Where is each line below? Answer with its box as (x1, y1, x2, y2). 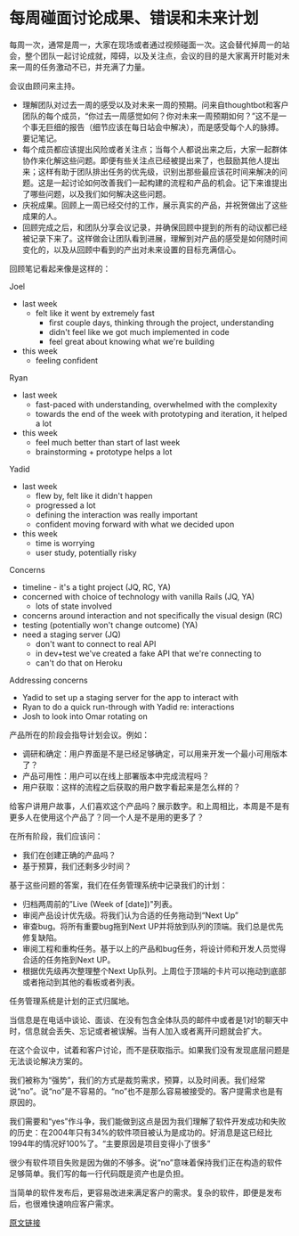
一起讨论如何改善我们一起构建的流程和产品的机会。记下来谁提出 (53, 177, 287, 188)
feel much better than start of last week (35, 437, 181, 447)
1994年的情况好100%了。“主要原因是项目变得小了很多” (9, 1138, 211, 1149)
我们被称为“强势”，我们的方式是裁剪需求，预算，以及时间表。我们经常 (9, 1075, 266, 1085)
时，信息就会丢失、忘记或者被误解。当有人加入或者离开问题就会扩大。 (9, 1026, 267, 1036)
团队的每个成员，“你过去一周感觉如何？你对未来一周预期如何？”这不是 (21, 111, 279, 121)
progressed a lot (35, 500, 96, 511)
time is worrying (35, 537, 95, 548)
